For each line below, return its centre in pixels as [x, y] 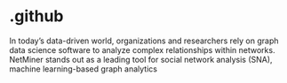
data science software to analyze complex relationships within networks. [142, 49]
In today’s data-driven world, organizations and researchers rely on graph [144, 41]
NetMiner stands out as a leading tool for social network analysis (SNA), [141, 59]
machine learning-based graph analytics [84, 69]
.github [36, 16]
